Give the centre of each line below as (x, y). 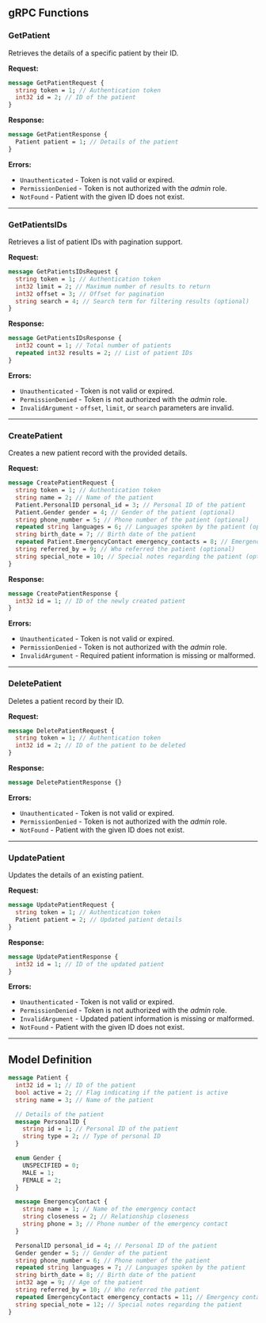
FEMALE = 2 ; (42, 1180)
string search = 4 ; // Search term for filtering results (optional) (132, 301)
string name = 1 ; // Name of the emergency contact (109, 1209)
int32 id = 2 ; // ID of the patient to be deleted (101, 746)
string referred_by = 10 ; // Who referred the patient (108, 1290)
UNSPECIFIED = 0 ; (51, 1165)
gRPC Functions (49, 13)
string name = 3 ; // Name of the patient (85, 1100)
